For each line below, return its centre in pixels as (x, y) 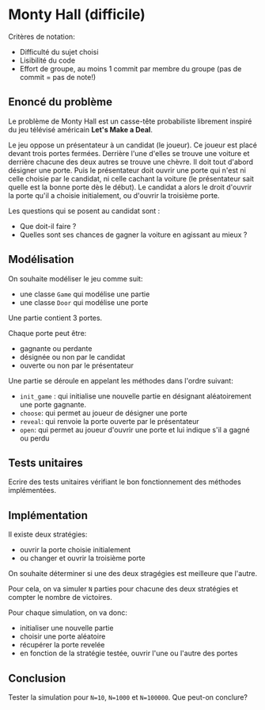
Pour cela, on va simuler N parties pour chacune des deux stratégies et (123, 589)
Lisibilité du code (47, 60)
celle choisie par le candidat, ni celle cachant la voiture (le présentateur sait (131, 178)
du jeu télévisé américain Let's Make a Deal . (80, 129)
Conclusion (37, 678)
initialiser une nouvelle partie (66, 628)
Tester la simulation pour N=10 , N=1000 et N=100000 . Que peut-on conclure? (128, 697)
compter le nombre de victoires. (60, 597)
